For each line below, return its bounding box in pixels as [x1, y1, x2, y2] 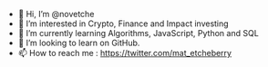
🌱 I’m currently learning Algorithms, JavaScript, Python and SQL [17, 28, 260, 38]
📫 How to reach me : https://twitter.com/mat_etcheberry [17, 48, 232, 58]
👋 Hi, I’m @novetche [17, 9, 95, 19]
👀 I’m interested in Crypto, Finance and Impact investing [17, 18, 230, 29]
